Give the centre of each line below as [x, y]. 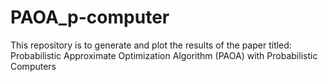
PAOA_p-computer [90, 17]
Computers [33, 66]
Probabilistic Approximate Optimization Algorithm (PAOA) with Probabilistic [164, 55]
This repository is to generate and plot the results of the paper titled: [151, 45]
